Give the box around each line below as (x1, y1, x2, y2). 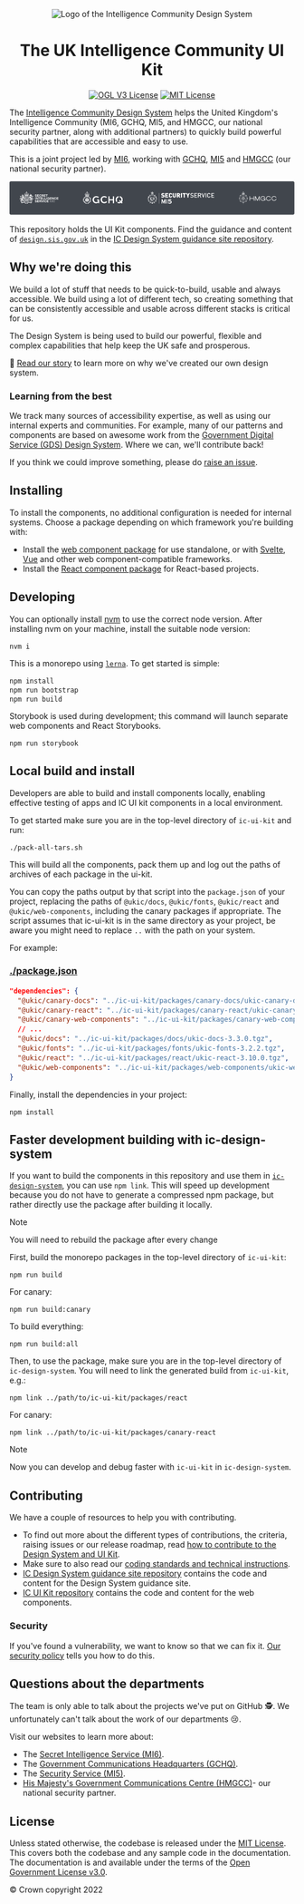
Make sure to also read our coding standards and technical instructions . (22, 1559, 291, 1569)
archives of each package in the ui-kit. (9, 869, 153, 879)
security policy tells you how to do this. (9, 1650, 156, 1661)
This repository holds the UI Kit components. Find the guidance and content (9, 223, 292, 235)
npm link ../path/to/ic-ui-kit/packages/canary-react (9, 1428, 217, 1437)
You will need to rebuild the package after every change (9, 1234, 219, 1246)
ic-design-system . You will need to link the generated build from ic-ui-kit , (9, 1365, 290, 1376)
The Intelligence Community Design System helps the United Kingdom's (9, 107, 279, 118)
